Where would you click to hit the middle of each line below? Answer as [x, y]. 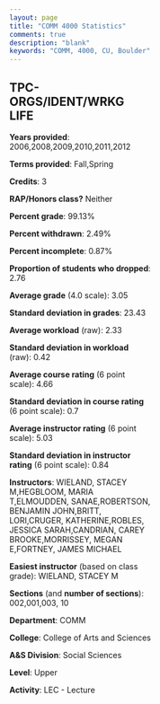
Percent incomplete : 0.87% [61, 251]
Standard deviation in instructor [70, 455]
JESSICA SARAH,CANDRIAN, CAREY [77, 530]
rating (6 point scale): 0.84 [59, 464]
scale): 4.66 [31, 383]
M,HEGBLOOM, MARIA [52, 491]
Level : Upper [34, 672]
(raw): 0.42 [30, 356]
